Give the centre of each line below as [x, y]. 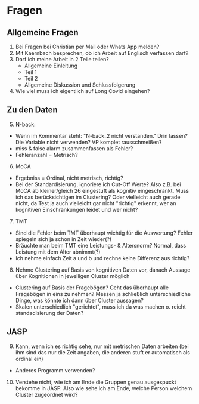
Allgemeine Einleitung [51, 66]
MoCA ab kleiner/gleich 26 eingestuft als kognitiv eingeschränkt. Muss [102, 190]
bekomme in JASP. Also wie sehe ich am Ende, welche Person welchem [104, 388]
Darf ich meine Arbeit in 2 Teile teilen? [62, 59]
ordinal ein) [29, 359]
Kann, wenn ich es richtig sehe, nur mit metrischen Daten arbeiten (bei [102, 346]
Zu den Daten [32, 110]
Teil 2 [31, 78]
